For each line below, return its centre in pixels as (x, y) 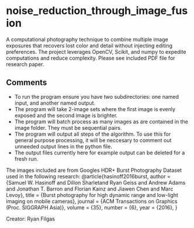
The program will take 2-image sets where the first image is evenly (95, 109)
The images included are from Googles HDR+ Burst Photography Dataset (94, 170)
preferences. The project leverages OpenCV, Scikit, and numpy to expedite (96, 51)
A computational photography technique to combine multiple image (87, 39)
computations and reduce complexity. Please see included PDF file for (91, 58)
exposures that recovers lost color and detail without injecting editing (89, 46)
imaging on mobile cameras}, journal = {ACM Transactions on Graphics (92, 201)
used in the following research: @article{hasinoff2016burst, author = (89, 176)
